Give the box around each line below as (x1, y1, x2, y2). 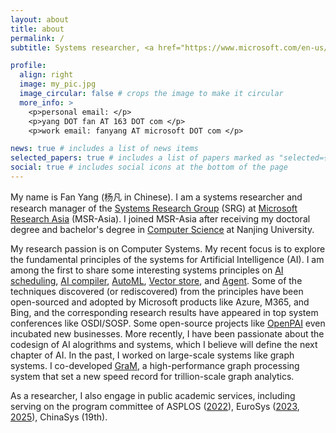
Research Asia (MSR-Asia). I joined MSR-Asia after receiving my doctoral (10, 212, 311, 225)
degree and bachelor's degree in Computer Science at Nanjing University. (10, 223, 315, 235)
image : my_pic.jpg (19, 79, 97, 90)
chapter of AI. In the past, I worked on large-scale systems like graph (10, 349, 295, 361)
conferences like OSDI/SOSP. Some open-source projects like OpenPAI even (10, 317, 326, 329)
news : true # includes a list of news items (10, 144, 199, 154)
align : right (19, 70, 74, 80)
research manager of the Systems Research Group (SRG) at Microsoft (10, 202, 298, 214)
